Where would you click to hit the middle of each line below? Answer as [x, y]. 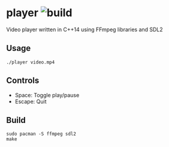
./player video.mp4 [31, 62]
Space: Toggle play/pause [47, 95]
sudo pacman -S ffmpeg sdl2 [41, 134]
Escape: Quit [31, 101]
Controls [23, 81]
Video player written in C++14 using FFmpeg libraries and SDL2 [84, 29]
